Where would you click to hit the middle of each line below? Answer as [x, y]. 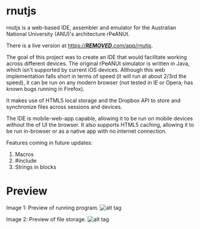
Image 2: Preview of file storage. [46, 219]
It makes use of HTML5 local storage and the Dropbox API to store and [93, 100]
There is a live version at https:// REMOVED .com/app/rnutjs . [80, 45]
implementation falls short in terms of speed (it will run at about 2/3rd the [96, 76]
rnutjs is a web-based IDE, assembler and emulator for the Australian [91, 28]
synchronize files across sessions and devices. [64, 106]
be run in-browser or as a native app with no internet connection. [87, 131]
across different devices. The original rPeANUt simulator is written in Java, [98, 63]
